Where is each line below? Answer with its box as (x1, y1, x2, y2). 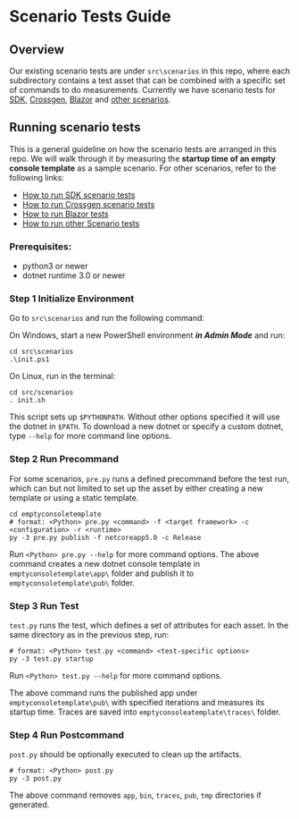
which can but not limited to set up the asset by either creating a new (9, 483, 263, 494)
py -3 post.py (9, 774, 62, 783)
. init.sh (9, 396, 46, 405)
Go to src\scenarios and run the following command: (9, 313, 205, 324)
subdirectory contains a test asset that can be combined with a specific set (9, 75, 286, 86)
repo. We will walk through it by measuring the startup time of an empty (9, 153, 277, 164)
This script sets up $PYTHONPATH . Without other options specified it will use (9, 411, 280, 422)
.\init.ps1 (9, 355, 50, 364)
